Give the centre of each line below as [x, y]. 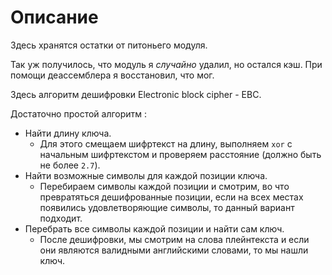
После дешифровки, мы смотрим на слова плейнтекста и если [174, 239]
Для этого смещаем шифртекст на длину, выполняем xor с [166, 143]
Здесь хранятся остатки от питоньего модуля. [109, 45]
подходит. [61, 218]
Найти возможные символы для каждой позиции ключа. [146, 175]
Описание [54, 17]
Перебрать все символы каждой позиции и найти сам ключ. [154, 228]
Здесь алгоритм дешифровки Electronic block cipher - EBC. [136, 94]
